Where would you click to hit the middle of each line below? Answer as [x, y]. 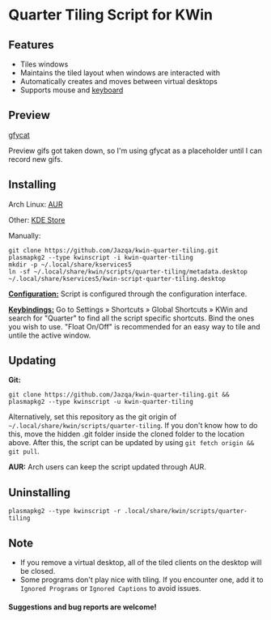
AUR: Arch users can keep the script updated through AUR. [107, 467]
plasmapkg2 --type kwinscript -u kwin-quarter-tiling [101, 402]
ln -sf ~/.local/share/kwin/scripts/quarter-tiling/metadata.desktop [128, 272]
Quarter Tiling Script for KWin [110, 15]
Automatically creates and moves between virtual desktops [119, 81]
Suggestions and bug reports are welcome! [83, 607]
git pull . [24, 452]
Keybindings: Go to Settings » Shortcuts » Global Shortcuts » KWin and [128, 309]
